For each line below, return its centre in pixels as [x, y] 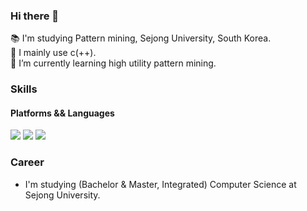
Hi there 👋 [35, 16]
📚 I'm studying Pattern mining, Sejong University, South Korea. [141, 38]
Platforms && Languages [62, 113]
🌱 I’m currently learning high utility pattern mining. [113, 63]
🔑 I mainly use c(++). [53, 53]
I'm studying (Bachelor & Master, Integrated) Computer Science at [160, 184]
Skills [24, 89]
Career [27, 162]
